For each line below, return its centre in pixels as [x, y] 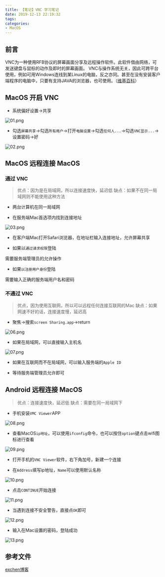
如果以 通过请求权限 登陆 [34, 248]
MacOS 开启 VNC [32, 98]
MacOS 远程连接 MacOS [43, 164]
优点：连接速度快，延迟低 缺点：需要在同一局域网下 [70, 403]
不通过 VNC [19, 293]
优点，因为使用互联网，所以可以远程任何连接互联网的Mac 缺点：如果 [87, 305]
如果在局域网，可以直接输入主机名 [47, 342]
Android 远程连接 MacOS [44, 390]
